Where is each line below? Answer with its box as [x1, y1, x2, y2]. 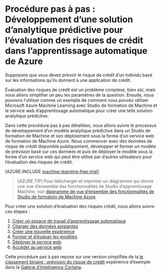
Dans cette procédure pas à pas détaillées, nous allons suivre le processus [5, 122, 157, 128]
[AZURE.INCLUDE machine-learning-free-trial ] [5, 168, 100, 174]
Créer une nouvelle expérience [12, 228, 75, 234]
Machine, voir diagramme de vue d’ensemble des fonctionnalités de [17, 188, 155, 194]
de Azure [5, 56, 43, 67]
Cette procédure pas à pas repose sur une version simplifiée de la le [5, 253, 143, 259]
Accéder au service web [12, 244, 62, 250]
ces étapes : [5, 208, 30, 214]
